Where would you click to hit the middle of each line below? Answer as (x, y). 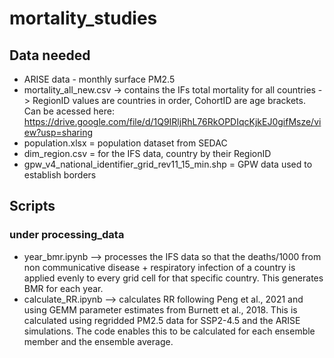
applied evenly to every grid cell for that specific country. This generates (173, 278)
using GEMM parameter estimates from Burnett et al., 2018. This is (160, 309)
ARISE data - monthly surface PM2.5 (99, 79)
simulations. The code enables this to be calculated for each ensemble (169, 331)
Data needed (50, 55)
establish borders (60, 175)
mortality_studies (83, 18)
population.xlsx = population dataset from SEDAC (125, 143)
